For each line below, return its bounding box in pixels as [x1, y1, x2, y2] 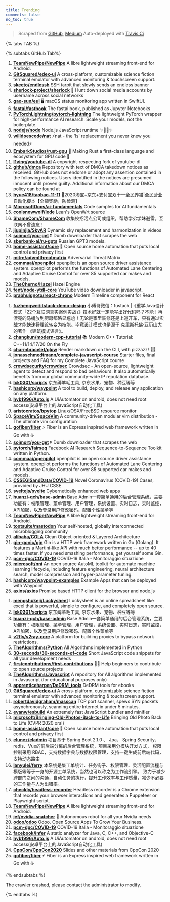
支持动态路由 [13, 756, 40, 762]
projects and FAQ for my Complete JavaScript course [13, 357, 124, 364]
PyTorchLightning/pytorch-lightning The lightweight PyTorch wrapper [13, 111, 162, 117]
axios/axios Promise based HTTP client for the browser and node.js [13, 588, 155, 594]
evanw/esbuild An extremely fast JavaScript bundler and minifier [13, 709, 150, 715]
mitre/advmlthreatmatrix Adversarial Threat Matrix [13, 255, 121, 261]
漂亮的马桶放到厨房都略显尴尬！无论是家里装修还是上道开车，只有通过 [13, 315, 160, 321]
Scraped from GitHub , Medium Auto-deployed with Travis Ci [18, 31, 144, 37]
